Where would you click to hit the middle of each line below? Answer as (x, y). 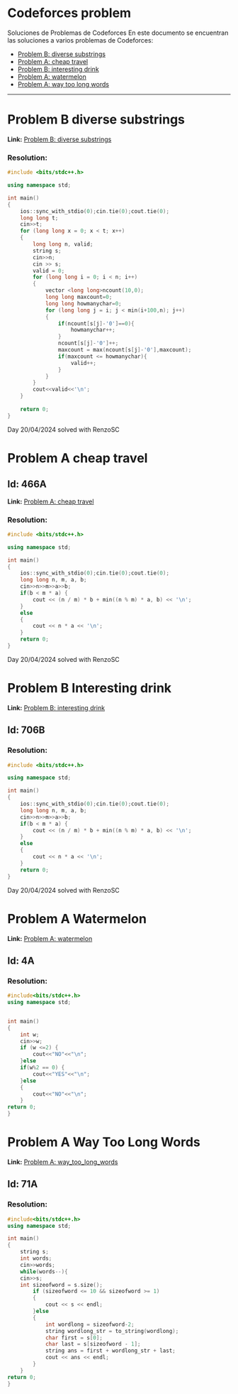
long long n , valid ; (63, 244)
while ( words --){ (44, 1272)
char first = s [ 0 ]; (74, 1338)
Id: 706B (26, 730)
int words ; (36, 1258)
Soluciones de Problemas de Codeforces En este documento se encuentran (118, 33)
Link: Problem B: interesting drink (56, 707)
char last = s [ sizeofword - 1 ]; (93, 1344)
